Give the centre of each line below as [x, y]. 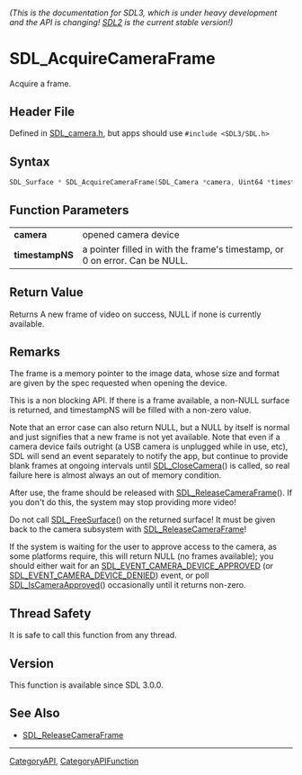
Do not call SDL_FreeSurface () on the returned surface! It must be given [142, 520]
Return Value [46, 293]
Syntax [30, 162]
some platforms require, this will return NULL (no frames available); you [142, 556]
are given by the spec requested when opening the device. [118, 383]
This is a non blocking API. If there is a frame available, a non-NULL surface [150, 401]
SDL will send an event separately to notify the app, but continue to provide [149, 456]
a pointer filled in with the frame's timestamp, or [183, 249]
